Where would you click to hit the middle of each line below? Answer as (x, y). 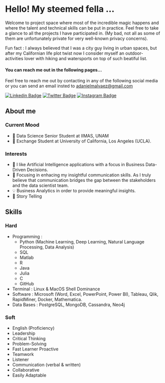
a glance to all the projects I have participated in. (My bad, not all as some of (83, 33)
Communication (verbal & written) (47, 365)
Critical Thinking (29, 339)
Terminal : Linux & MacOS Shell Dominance (56, 289)
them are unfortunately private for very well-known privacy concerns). (77, 38)
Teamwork (23, 354)
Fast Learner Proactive (35, 349)
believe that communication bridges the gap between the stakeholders (84, 180)
